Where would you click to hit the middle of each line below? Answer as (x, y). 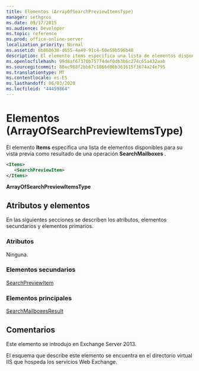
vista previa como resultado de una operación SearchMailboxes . (86, 153)
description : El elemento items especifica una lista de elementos (91, 56)
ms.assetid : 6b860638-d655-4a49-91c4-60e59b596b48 (70, 50)
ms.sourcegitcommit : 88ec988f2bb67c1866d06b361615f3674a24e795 (86, 67)
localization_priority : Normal (45, 45)
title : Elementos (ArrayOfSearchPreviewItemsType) (70, 12)
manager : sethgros (29, 17)
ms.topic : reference (32, 34)
